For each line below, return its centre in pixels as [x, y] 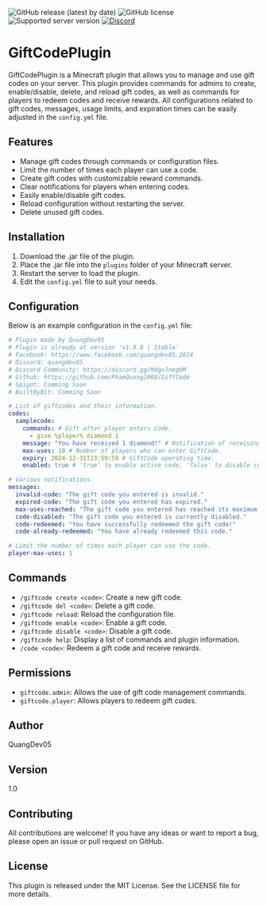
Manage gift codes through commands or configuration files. [120, 161]
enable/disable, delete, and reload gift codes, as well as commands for [124, 91]
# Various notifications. [51, 480]
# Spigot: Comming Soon [48, 385]
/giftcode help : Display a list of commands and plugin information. [130, 639]
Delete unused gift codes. [62, 212]
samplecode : [35, 421]
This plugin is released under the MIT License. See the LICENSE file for [124, 885]
